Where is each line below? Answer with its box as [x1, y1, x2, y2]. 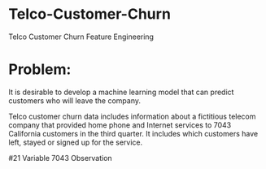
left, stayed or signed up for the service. [8, 137, 143, 147]
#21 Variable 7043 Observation [8, 153, 112, 162]
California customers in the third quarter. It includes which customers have [8, 128, 259, 138]
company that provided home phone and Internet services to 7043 [8, 119, 232, 130]
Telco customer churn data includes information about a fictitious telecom [8, 111, 256, 121]
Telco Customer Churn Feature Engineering [8, 32, 155, 41]
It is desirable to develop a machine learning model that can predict [8, 87, 234, 97]
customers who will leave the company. [8, 95, 141, 106]
